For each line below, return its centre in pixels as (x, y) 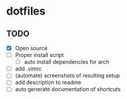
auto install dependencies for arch (67, 62)
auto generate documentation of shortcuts (68, 89)
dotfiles (26, 11)
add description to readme (48, 83)
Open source (31, 48)
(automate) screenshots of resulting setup (67, 76)
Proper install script (39, 55)
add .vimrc (28, 69)
